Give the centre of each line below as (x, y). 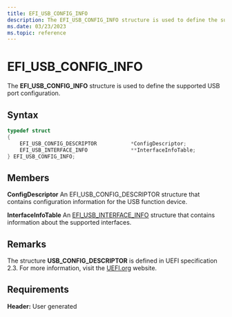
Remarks (27, 244)
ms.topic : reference (37, 33)
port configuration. (34, 93)
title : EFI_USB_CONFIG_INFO (48, 13)
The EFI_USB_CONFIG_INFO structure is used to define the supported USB (114, 86)
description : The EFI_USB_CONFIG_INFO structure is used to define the (112, 20)
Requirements (38, 290)
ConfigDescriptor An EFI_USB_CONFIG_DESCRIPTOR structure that (104, 194)
